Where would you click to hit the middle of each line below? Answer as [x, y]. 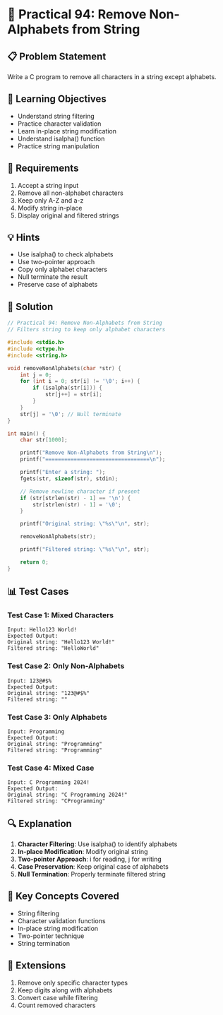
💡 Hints [24, 238]
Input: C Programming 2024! [49, 783]
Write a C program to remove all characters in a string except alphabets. [112, 77]
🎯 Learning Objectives [57, 99]
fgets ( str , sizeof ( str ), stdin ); [69, 479]
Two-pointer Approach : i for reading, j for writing [90, 859]
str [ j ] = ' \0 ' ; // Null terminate [71, 414]
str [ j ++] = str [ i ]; [73, 395]
